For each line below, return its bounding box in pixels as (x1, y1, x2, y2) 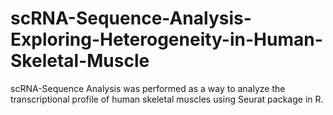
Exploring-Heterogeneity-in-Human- (10, 28, 323, 51)
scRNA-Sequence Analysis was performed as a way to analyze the (10, 82, 286, 94)
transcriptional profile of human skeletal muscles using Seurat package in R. (10, 93, 324, 105)
